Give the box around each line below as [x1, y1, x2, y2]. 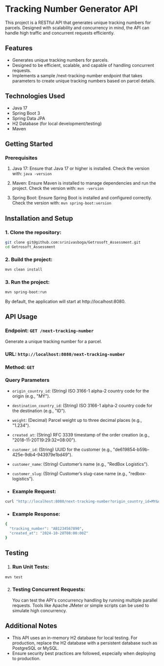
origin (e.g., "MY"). [12, 393, 50, 399]
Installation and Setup [5, 214, 73, 223]
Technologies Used [5, 92, 65, 101]
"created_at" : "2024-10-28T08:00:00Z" [9, 531, 89, 536]
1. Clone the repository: [5, 229, 62, 235]
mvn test [5, 575, 23, 580]
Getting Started [5, 140, 53, 148]
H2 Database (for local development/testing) [12, 121, 102, 126]
